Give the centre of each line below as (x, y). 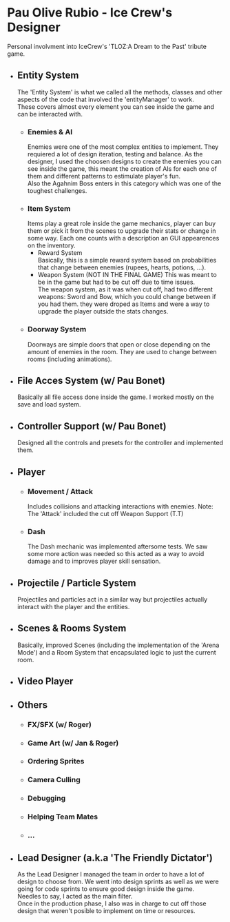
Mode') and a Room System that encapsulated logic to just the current (116, 652)
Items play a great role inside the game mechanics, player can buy (122, 224)
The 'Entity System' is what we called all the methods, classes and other (119, 92)
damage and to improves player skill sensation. (94, 561)
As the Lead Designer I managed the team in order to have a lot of (111, 874)
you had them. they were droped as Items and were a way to (124, 304)
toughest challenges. (57, 191)
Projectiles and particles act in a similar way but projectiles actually (112, 600)
